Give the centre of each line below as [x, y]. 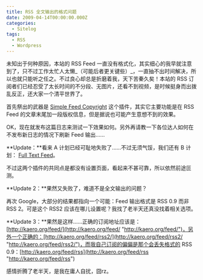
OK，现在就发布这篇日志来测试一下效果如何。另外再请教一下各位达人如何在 [100, 127]
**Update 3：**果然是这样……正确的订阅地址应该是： [73, 221]
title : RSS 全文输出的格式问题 [41, 12]
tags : [13, 34]
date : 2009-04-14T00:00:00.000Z [47, 18]
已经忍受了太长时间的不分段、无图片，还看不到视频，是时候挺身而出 [107, 86]
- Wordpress [27, 46]
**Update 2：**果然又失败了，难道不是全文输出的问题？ [77, 188]
